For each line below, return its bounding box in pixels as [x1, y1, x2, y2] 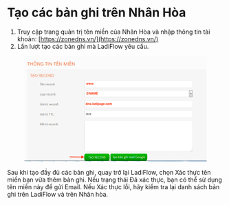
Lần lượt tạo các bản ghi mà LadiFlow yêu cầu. [17, 42, 149, 50]
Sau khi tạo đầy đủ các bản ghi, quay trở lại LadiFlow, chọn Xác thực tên [7, 168, 211, 176]
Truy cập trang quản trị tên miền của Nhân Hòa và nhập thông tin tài [17, 28, 210, 36]
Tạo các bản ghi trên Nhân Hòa [7, 5, 186, 21]
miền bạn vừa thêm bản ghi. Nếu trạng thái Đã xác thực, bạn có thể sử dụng [7, 175, 222, 184]
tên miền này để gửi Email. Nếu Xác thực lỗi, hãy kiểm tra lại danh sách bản [7, 182, 220, 191]
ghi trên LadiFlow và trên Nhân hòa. [7, 190, 109, 198]
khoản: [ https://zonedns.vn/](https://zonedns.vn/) [17, 34, 159, 43]
